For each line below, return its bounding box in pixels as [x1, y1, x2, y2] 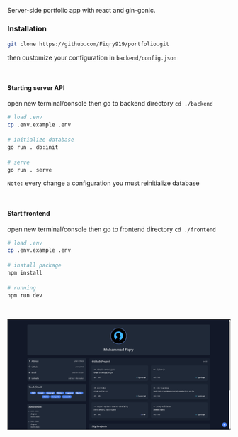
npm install [7, 270, 42, 277]
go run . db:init [7, 143, 59, 151]
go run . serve [7, 166, 52, 173]
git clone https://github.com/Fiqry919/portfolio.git [7, 40, 170, 48]
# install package [7, 262, 62, 269]
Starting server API [7, 83, 65, 92]
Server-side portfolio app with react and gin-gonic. [7, 6, 156, 14]
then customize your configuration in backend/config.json [7, 53, 177, 62]
